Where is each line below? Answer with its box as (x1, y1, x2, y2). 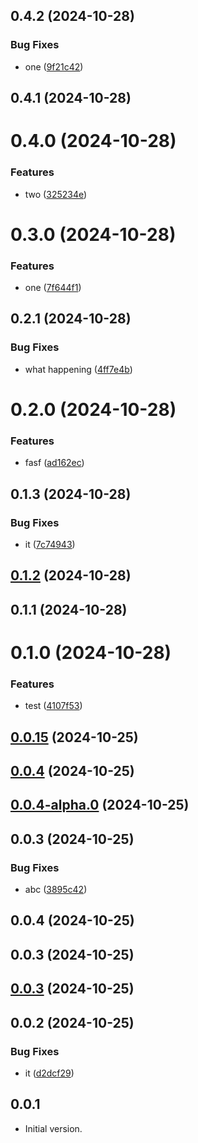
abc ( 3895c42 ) (24, 884, 88, 896)
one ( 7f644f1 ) (24, 282, 82, 294)
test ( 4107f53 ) (24, 700, 83, 712)
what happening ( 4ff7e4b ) (24, 363, 133, 375)
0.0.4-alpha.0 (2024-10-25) (10, 797, 190, 814)
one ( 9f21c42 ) (24, 60, 84, 73)
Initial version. (24, 1122, 83, 1134)
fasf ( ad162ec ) (24, 457, 85, 469)
